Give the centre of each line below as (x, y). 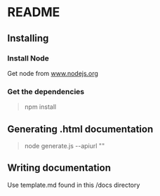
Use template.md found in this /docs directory (74, 185)
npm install (40, 107)
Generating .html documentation (80, 129)
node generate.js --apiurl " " (65, 145)
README (34, 12)
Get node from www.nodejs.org (53, 73)
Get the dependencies (46, 91)
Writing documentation (59, 168)
